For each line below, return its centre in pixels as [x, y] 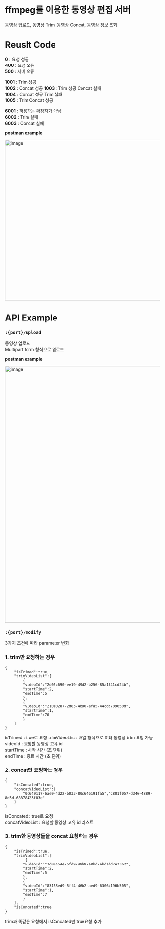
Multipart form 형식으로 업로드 [35, 350]
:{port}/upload [23, 332]
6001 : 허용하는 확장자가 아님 [33, 111]
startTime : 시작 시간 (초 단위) [34, 750]
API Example [31, 318]
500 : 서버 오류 [20, 71]
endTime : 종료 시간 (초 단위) [33, 756]
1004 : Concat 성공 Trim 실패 [34, 94]
